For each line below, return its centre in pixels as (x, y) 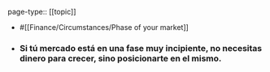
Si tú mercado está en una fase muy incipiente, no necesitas (140, 48)
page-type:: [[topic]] (42, 12)
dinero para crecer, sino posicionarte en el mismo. (120, 58)
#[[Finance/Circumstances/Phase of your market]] (104, 27)
